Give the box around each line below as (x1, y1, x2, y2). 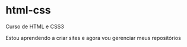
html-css (5, 4, 51, 17)
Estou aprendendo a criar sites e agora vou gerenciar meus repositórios (5, 34, 182, 41)
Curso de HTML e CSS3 (5, 23, 65, 30)
